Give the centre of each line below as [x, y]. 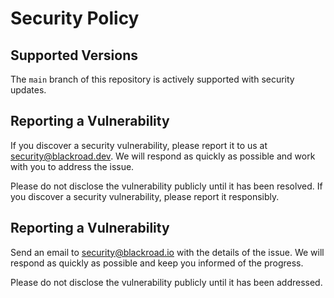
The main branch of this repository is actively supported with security [152, 79]
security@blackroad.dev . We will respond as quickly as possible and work [163, 156]
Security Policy [75, 18]
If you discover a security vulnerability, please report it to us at [139, 145]
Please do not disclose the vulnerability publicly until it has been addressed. [166, 282]
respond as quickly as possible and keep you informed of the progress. [157, 263]
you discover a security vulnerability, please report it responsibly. [145, 196]
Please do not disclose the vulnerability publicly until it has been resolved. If [166, 186]
